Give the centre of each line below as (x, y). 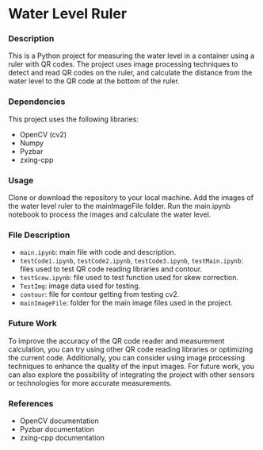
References (31, 403)
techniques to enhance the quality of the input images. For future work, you (131, 366)
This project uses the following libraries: (73, 119)
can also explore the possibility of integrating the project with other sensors (131, 375)
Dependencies (37, 102)
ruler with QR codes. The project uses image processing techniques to (123, 64)
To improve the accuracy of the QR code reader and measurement (116, 340)
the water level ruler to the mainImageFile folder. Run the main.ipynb (120, 206)
